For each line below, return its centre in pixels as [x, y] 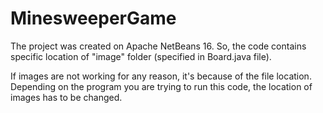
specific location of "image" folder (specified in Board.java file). [141, 56]
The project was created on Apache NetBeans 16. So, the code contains [158, 46]
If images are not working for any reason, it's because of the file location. [161, 76]
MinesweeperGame [93, 18]
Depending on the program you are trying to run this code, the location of [161, 86]
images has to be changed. [66, 97]
